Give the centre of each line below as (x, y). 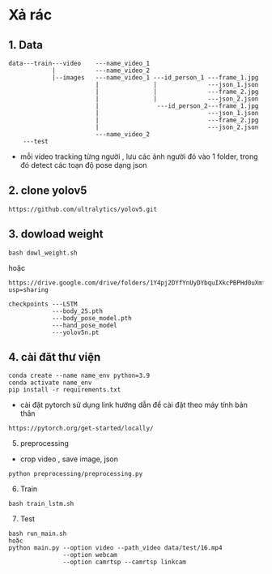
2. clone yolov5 (48, 191)
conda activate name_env (50, 383)
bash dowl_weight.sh (43, 253)
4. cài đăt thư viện (55, 357)
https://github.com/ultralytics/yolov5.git (83, 209)
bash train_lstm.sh (41, 504)
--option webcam (90, 555)
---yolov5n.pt (75, 332)
